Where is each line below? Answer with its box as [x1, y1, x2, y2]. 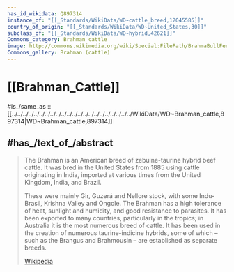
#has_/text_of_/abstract [7, 137, 114, 149]
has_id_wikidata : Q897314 [7, 10, 82, 17]
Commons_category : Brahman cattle [7, 36, 108, 43]
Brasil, [24, 199, 43, 207]
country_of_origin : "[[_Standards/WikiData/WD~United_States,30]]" [7, 23, 208, 30]
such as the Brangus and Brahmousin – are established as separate [24, 236, 218, 244]
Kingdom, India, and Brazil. [24, 178, 102, 186]
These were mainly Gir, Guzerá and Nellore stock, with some [24, 191, 198, 199]
